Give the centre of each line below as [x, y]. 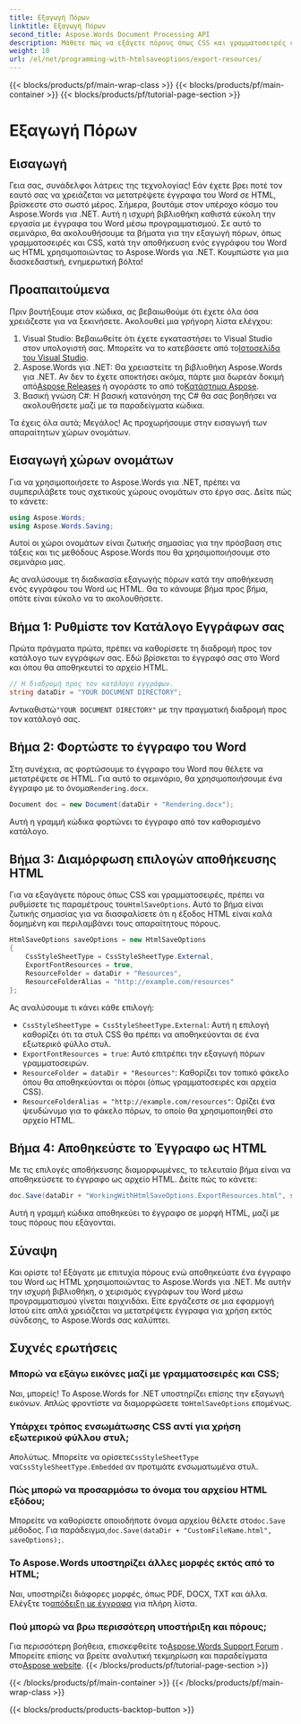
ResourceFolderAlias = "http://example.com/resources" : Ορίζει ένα [149, 1101]
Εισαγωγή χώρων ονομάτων [92, 460]
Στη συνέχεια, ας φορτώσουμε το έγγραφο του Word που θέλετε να [137, 769]
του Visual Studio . [55, 357]
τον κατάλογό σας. [45, 718]
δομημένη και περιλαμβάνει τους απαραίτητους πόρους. [115, 924]
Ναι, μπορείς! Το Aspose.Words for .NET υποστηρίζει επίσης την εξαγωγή [147, 1394]
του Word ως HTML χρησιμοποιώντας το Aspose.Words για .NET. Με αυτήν [150, 1282]
